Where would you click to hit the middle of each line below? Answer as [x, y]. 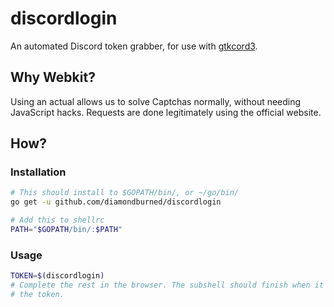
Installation [38, 172]
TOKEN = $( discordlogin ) [57, 276]
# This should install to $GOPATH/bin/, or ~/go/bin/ [125, 193]
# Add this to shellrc [57, 220]
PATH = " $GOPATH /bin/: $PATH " [66, 230]
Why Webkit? [53, 77]
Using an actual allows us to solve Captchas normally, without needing [156, 101]
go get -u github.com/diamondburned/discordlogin [116, 202]
